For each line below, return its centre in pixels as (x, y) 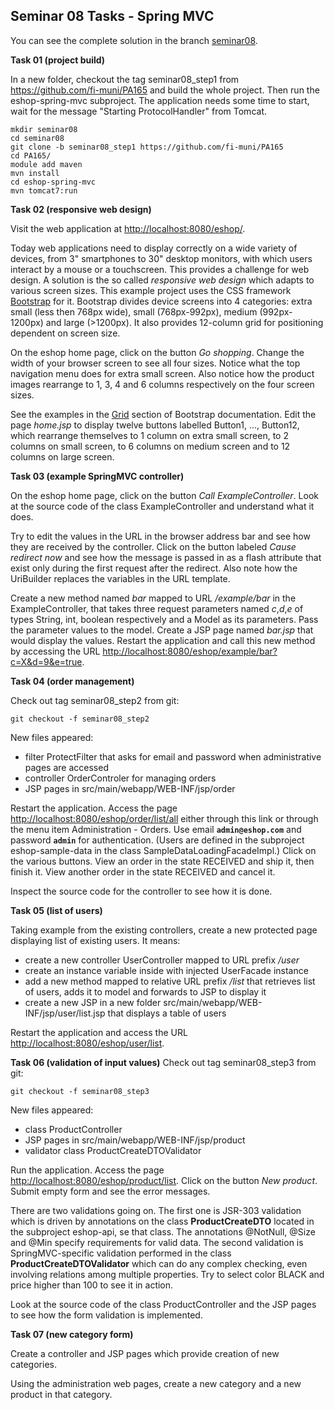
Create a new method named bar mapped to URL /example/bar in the (153, 598)
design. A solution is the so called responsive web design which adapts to (162, 280)
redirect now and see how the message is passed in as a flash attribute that (166, 557)
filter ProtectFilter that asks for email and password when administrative (173, 756)
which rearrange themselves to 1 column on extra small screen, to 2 (149, 435)
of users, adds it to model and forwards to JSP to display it (145, 991)
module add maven (46, 164)
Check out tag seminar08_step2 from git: (95, 700)
